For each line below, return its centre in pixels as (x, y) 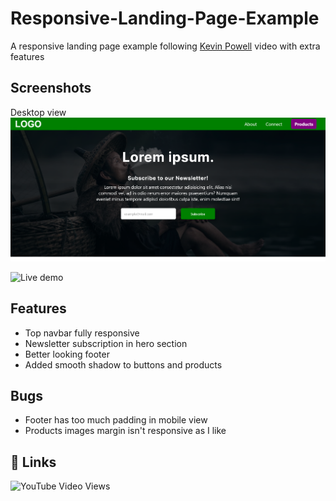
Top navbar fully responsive (82, 333)
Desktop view (38, 112)
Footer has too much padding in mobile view (116, 420)
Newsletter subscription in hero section (106, 343)
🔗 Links (33, 462)
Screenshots (51, 88)
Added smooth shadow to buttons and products (123, 364)
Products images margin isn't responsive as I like (125, 431)
